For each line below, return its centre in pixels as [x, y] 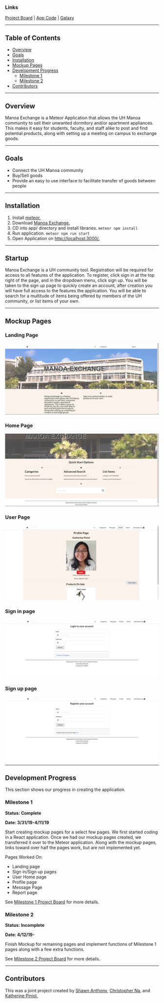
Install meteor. [26, 218]
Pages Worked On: [24, 857]
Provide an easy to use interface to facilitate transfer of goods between [84, 180]
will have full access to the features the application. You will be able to [76, 291]
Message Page [27, 887]
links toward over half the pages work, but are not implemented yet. [73, 848]
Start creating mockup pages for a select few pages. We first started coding [82, 832]
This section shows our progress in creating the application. [65, 790]
